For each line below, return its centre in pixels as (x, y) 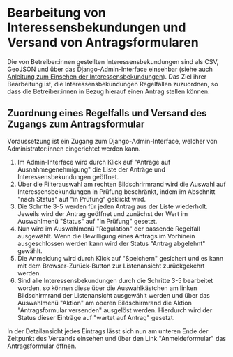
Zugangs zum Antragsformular (76, 124)
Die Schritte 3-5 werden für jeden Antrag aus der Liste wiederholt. (112, 206)
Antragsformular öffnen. (42, 346)
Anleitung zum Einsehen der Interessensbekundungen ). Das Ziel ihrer (107, 76)
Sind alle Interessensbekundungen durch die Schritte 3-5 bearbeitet (115, 280)
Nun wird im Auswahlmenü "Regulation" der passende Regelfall (108, 229)
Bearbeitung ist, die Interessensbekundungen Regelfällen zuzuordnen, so (113, 84)
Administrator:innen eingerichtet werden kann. (74, 149)
